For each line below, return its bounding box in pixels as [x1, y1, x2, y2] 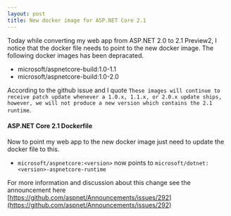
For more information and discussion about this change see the [7, 178, 192, 186]
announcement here [7, 186, 66, 194]
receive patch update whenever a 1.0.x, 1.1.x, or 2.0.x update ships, [7, 93, 222, 101]
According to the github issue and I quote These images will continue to [7, 86, 220, 94]
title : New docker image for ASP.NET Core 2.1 [7, 17, 146, 24]
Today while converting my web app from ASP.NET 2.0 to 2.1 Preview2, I [7, 36, 217, 44]
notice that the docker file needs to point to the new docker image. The [7, 44, 213, 52]
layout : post [7, 10, 46, 18]
